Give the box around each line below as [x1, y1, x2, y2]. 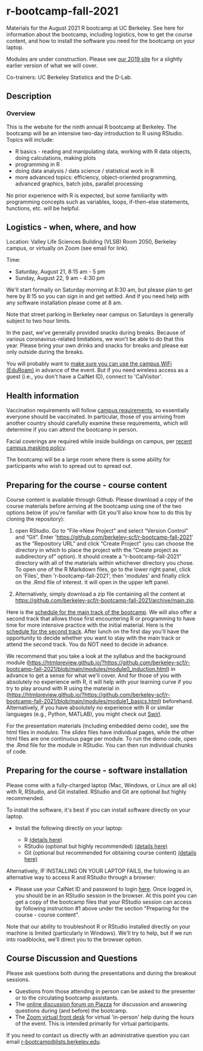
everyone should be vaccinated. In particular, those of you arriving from [6, 413, 186, 421]
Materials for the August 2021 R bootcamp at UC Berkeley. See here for [6, 24, 184, 32]
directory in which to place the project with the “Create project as [15, 547, 179, 554]
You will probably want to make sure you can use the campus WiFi [6, 360, 172, 367]
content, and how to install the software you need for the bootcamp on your [6, 37, 195, 44]
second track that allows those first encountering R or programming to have [6, 615, 196, 622]
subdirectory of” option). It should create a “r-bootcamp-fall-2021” [15, 553, 182, 560]
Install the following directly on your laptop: [15, 824, 123, 832]
